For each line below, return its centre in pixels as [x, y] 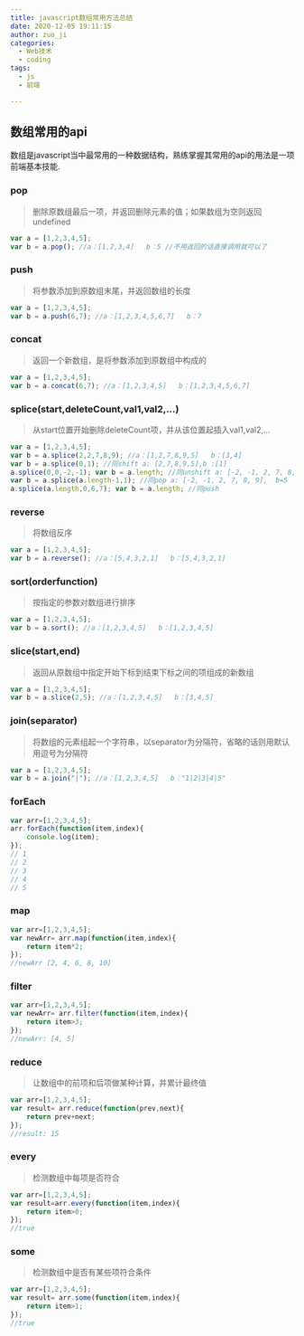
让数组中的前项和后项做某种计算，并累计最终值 [119, 1083]
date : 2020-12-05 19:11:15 [61, 26]
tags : [20, 69]
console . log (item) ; [63, 838]
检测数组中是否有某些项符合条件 [92, 1273]
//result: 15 [35, 1133]
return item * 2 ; [55, 946]
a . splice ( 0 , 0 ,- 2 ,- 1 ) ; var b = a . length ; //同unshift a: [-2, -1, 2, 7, [147, 472]
